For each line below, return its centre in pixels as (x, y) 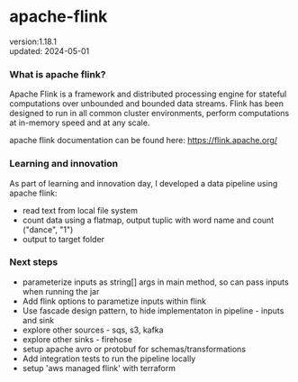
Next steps (34, 262)
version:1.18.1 (33, 41)
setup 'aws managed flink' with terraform (99, 368)
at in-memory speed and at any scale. (80, 123)
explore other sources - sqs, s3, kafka (93, 330)
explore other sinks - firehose (77, 339)
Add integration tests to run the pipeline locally (109, 359)
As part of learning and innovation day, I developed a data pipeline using (144, 183)
